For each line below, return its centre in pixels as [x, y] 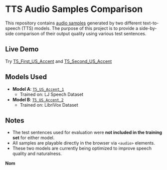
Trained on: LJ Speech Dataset [52, 94]
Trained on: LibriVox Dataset [49, 105]
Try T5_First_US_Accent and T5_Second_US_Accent [59, 61]
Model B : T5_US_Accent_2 [38, 99]
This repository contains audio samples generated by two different [74, 23]
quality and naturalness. [37, 154]
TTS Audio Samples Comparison [74, 9]
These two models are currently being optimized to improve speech [82, 149]
